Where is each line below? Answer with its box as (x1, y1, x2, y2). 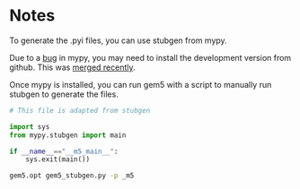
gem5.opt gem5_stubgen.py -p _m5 (9, 171, 135, 180)
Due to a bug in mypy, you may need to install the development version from (9, 52, 292, 63)
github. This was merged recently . (9, 62, 137, 73)
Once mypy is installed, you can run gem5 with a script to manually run (9, 79, 272, 90)
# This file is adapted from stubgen (9, 106, 151, 115)
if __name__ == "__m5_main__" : (9, 147, 119, 156)
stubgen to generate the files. (9, 89, 119, 99)
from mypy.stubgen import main (9, 131, 127, 140)
